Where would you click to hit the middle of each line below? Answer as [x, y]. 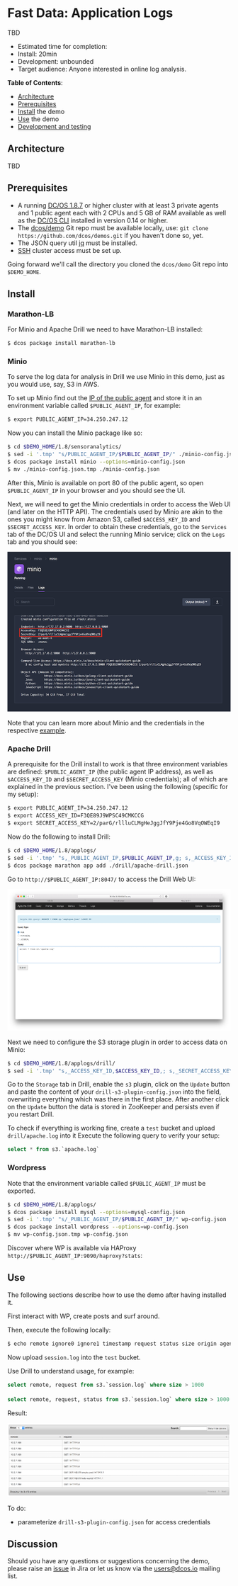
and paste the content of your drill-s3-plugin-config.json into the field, [114, 1092]
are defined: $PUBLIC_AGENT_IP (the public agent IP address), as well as [110, 772]
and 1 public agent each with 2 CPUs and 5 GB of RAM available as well [122, 213]
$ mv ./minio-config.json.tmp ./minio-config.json [84, 469]
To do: [17, 1508]
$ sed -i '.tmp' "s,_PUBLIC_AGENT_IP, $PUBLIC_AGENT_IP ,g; [95, 858]
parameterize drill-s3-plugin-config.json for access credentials [114, 1522]
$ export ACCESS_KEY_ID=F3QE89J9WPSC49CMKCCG [75, 816]
